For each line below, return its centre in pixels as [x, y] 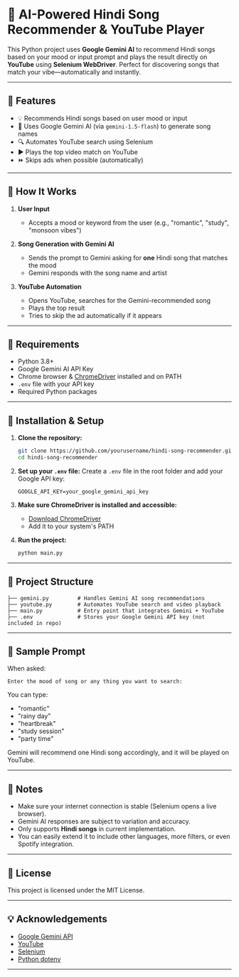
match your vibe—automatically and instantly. [74, 72]
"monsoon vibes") [55, 230]
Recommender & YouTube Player [106, 30]
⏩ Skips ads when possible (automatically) [80, 160]
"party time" [36, 739]
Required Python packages [57, 392]
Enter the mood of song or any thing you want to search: [95, 682]
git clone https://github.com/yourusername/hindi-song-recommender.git [126, 451]
